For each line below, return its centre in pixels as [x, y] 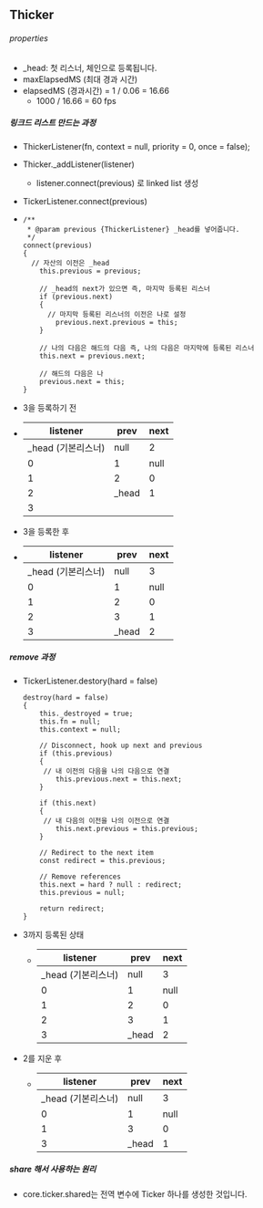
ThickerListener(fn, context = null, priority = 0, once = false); [136, 146]
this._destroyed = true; [86, 713]
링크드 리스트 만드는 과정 [53, 123]
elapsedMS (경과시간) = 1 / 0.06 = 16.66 [96, 90]
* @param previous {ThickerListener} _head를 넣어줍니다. [133, 229]
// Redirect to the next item [96, 852]
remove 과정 [33, 657]
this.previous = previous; [91, 271]
